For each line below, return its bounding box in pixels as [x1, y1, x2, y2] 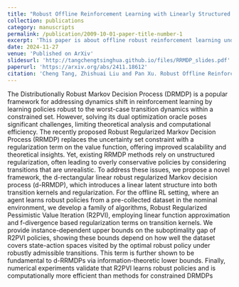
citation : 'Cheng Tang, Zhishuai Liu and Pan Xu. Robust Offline [7, 70, 205, 77]
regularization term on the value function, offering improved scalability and [7, 142, 226, 151]
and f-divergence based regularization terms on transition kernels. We [7, 218, 213, 226]
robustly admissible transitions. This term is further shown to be [7, 249, 194, 257]
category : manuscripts [7, 24, 75, 31]
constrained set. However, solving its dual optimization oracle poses [7, 112, 208, 121]
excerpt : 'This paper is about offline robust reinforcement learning [7, 37, 221, 44]
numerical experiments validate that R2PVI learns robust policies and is [7, 263, 216, 272]
